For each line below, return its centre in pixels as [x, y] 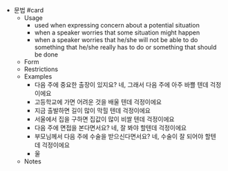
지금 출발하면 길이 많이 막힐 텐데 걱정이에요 [92, 110]
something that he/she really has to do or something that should [125, 47]
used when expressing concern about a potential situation [117, 25]
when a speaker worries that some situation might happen [117, 32]
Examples [38, 77]
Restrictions [41, 69]
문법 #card [28, 10]
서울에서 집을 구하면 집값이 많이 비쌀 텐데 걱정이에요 [104, 119]
